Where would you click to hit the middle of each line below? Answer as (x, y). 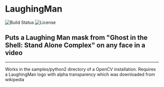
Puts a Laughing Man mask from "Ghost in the (76, 38)
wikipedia (15, 79)
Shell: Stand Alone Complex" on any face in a (75, 45)
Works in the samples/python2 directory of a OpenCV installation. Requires (81, 69)
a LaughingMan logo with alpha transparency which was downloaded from (80, 74)
